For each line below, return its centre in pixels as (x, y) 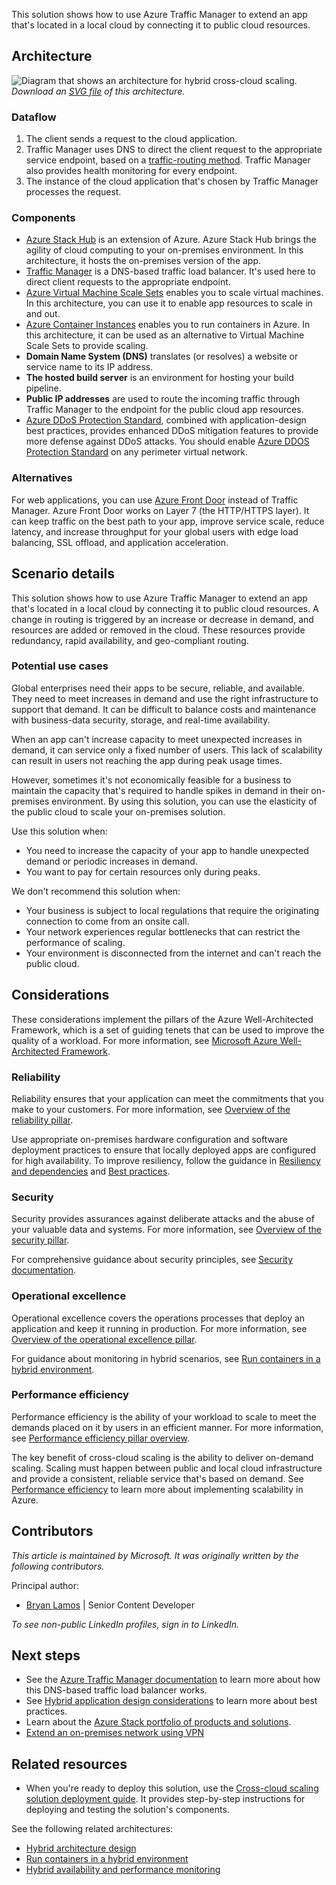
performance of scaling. (75, 942)
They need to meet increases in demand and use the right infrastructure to (165, 698)
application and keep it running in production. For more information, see (159, 1328)
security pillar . (40, 1240)
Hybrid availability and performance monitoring (123, 1870)
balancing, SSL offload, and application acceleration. (120, 542)
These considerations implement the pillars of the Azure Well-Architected (162, 1019)
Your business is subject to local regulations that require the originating (172, 910)
